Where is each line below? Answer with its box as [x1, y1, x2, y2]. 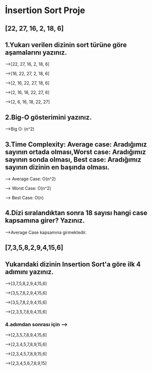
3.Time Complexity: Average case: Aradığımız [5, 140, 147, 148]
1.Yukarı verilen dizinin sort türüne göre [5, 40, 127, 49]
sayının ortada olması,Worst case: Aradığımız [5, 148, 146, 156]
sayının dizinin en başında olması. [5, 163, 110, 171]
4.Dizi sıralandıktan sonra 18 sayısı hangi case [5, 209, 148, 217]
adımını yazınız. [5, 268, 54, 276]
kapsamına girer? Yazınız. [5, 217, 85, 225]
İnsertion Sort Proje [5, 5, 85, 16]
